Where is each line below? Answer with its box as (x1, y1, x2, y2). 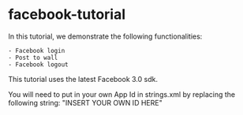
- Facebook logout (8, 61, 69, 69)
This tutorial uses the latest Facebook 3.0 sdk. (8, 74, 158, 83)
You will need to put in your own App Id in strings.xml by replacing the (8, 89, 235, 99)
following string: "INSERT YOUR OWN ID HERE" (8, 98, 163, 107)
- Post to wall (8, 54, 58, 61)
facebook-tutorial (8, 6, 126, 24)
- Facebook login (8, 46, 65, 54)
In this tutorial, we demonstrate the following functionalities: (8, 32, 203, 41)
